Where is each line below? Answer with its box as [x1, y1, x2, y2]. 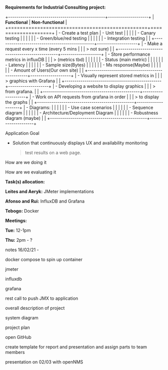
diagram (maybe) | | [5, 115, 46, 121]
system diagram [5, 315, 39, 320]
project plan [5, 324, 30, 330]
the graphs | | [5, 99, 34, 105]
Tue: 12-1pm [5, 228, 31, 233]
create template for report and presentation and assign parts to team [5, 344, 147, 350]
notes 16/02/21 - [5, 247, 39, 253]
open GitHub [5, 334, 32, 340]
